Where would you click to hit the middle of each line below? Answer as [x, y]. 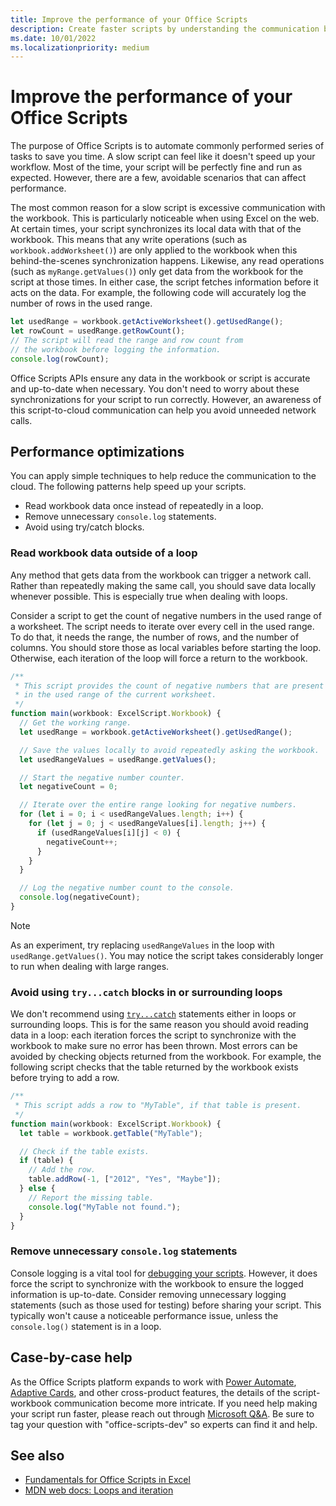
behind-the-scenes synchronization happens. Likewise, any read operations [167, 261]
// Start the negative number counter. [102, 777]
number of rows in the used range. [81, 303]
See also [37, 1455]
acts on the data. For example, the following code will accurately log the [158, 293]
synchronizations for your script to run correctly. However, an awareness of [166, 399]
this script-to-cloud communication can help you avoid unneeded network [163, 410]
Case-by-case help [71, 1357]
